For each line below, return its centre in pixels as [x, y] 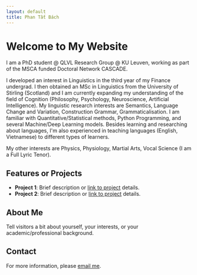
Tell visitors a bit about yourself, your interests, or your [72, 227]
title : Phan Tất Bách [33, 17]
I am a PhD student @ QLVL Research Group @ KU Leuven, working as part [98, 63]
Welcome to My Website [67, 46]
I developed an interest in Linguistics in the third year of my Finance [88, 80]
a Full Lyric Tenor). [29, 155]
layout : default [26, 12]
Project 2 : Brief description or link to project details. [78, 194]
